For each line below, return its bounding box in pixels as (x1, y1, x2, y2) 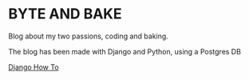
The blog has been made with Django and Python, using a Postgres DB (8, 46, 242, 56)
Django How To (8, 62, 59, 72)
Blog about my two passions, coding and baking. (8, 31, 169, 41)
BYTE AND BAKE (8, 5, 122, 23)
